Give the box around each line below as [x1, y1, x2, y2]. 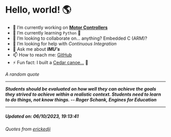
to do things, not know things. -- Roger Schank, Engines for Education [5, 96, 157, 102]
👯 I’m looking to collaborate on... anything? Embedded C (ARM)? [12, 35, 148, 41]
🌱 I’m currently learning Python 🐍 [12, 30, 81, 36]
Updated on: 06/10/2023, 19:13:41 [5, 113, 79, 119]
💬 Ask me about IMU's [12, 46, 60, 52]
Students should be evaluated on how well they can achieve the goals [5, 86, 157, 92]
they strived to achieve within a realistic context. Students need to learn [5, 91, 161, 97]
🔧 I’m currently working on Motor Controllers [12, 24, 108, 31]
